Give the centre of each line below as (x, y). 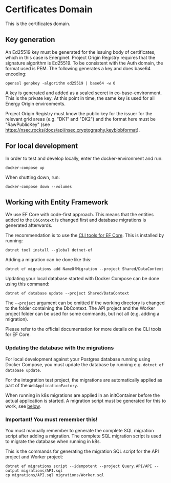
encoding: (16, 74)
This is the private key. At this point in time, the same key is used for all (80, 98)
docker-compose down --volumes (39, 186)
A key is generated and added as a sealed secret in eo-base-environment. (84, 93)
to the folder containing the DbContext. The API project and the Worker (80, 308)
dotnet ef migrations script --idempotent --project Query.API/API (79, 466)
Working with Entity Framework (57, 202)
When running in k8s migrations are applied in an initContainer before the (83, 395)
